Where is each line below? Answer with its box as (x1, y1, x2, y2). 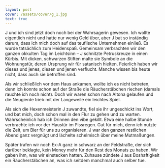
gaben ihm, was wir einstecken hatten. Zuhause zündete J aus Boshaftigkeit (5, 152, 160, 158)
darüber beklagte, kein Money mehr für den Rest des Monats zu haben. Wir (5, 147, 158, 153)
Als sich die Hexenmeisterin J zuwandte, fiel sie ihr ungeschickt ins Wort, (5, 106, 154, 112)
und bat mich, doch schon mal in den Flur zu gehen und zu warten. (5, 112, 141, 117)
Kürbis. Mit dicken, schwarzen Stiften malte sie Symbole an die (5, 56, 133, 62)
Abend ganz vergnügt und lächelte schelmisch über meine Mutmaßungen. (5, 132, 156, 138)
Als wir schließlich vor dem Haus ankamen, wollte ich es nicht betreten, (5, 81, 150, 87)
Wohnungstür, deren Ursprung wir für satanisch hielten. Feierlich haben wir (5, 61, 158, 67)
